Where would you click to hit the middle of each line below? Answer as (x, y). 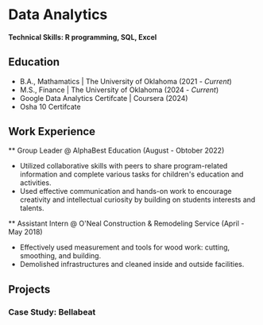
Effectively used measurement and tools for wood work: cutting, (125, 247)
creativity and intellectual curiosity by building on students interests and (137, 199)
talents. (32, 208)
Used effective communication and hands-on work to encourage (126, 192)
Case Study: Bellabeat (52, 311)
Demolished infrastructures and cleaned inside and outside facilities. (132, 265)
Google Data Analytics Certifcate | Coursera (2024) (104, 98)
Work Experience (52, 132)
